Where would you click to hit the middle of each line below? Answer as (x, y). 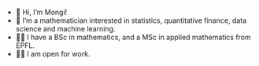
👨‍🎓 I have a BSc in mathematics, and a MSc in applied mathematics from (133, 37)
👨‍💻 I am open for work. (53, 54)
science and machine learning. (65, 29)
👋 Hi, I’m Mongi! (41, 12)
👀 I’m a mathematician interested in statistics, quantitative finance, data (131, 20)
